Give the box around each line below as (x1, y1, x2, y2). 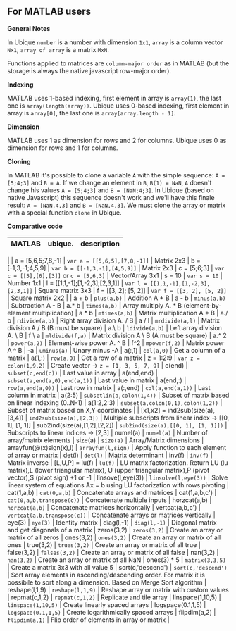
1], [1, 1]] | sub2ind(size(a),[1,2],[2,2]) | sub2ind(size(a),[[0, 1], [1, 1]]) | (7, 420, 228, 429)
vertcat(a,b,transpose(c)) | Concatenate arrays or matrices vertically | (7, 511, 216, 519)
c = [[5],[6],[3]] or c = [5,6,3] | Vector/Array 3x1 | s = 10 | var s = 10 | (7, 271, 223, 280)
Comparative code (7, 222, 63, 230)
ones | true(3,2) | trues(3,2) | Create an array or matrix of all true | (7, 540, 201, 549)
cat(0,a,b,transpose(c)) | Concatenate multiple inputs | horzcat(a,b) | (7, 496, 212, 504)
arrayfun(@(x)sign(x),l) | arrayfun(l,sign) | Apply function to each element (7, 443, 227, 451)
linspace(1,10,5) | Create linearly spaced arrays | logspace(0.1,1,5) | (7, 600, 206, 608)
